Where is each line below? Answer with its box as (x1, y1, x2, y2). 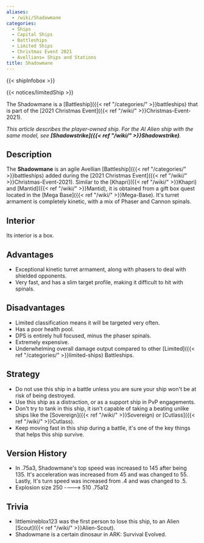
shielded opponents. (15, 272, 67, 279)
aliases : (6, 9, 29, 15)
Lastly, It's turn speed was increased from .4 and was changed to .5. (15, 477, 188, 485)
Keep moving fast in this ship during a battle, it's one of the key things (15, 424, 191, 431)
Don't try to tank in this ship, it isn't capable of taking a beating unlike (15, 405, 189, 412)
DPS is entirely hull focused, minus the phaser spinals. (15, 332, 152, 339)
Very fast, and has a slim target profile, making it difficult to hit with (15, 278, 184, 286)
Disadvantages (6, 303, 65, 313)
